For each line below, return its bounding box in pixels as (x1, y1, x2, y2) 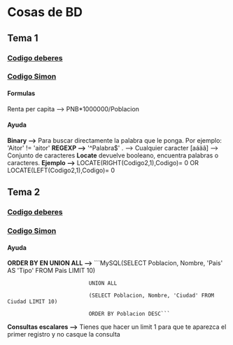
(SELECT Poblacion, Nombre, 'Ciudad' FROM (88, 292, 215, 300)
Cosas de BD (7, 4, 83, 20)
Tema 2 (7, 186, 41, 198)
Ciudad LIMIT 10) (7, 298, 58, 305)
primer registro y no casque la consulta (7, 330, 120, 339)
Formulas (7, 89, 36, 98)
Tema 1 (7, 32, 38, 44)
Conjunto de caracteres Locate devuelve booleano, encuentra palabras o (7, 151, 219, 160)
